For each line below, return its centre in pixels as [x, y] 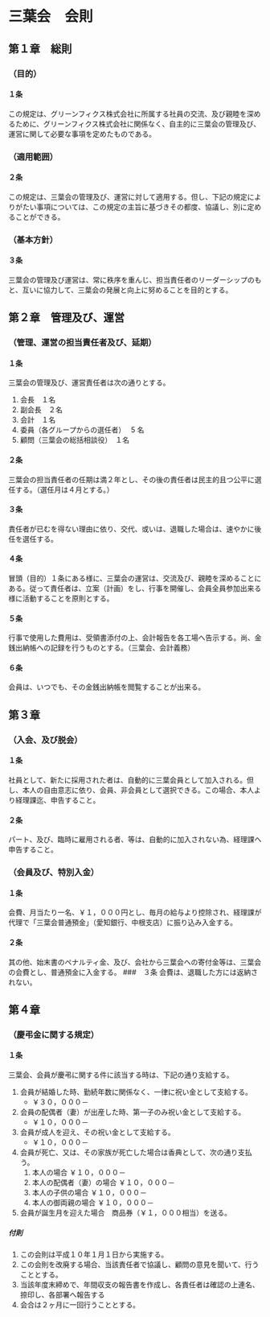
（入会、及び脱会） [45, 740]
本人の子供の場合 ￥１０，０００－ [89, 1193]
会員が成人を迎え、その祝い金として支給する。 [97, 1133]
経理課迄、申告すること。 [57, 800]
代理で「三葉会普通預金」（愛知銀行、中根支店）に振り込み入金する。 [123, 923]
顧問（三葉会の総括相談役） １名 [75, 440]
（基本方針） [33, 240]
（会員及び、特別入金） [53, 873]
